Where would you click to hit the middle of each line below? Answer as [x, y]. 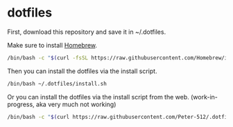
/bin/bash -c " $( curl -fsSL [48, 58]
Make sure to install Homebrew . [52, 45]
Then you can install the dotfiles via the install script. [82, 71]
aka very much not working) [76, 104]
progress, [21, 104]
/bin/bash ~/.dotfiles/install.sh [57, 84]
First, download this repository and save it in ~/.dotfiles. [87, 32]
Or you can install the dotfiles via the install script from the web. [98, 97]
